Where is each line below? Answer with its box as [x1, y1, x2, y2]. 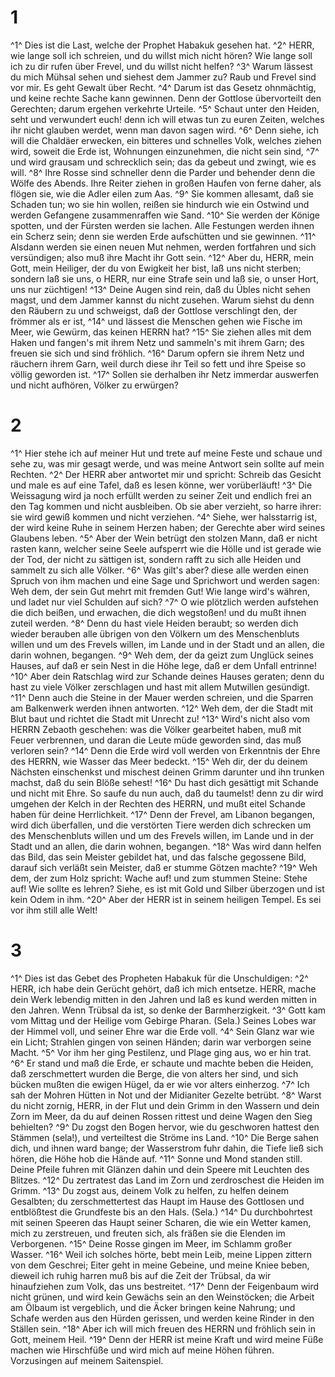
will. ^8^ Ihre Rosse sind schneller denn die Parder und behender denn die [10, 166, 316, 178]
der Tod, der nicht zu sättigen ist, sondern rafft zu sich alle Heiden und [10, 553, 302, 565]
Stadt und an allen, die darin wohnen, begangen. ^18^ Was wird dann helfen [10, 840, 322, 852]
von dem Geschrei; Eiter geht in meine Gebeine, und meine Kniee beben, [10, 1259, 310, 1271]
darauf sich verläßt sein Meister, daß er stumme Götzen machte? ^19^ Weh [10, 861, 318, 873]
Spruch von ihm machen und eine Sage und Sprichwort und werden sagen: [10, 574, 320, 586]
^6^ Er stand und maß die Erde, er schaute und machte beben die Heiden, [10, 1057, 314, 1069]
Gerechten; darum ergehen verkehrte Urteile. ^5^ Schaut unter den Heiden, [10, 102, 320, 115]
